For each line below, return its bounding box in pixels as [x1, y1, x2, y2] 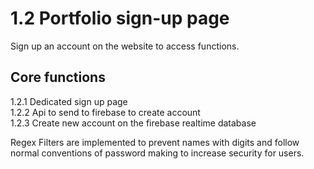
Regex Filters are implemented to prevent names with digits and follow [10, 136, 300, 148]
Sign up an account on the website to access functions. [10, 40, 240, 52]
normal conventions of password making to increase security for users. [10, 147, 305, 159]
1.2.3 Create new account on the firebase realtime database [10, 117, 257, 129]
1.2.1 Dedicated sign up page [10, 95, 128, 107]
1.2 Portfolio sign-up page [10, 7, 230, 30]
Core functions [10, 69, 106, 86]
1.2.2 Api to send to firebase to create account [10, 106, 201, 118]
